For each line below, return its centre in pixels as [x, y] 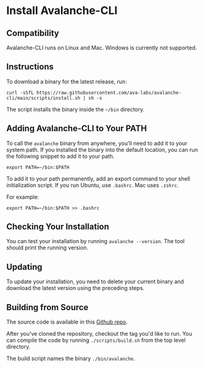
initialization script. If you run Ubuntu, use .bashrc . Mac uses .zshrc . [93, 185]
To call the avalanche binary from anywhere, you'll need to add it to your [97, 143]
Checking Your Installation [58, 227]
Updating [24, 267]
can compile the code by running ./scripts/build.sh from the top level [96, 340]
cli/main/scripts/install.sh [43, 98]
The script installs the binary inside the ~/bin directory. [75, 109]
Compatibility [33, 33]
